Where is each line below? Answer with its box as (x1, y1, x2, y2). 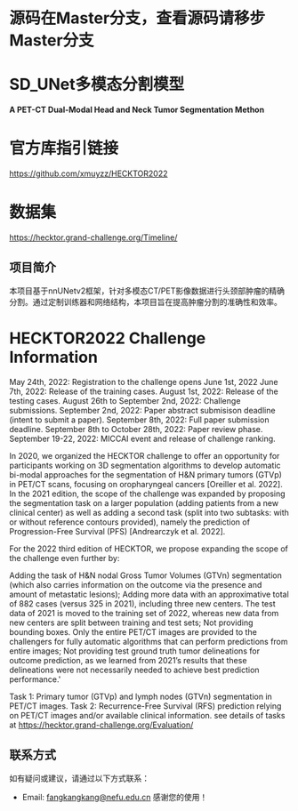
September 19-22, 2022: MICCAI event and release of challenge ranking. (9, 433, 276, 444)
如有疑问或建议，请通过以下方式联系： (9, 773, 149, 783)
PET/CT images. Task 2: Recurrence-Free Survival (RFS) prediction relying (9, 700, 282, 711)
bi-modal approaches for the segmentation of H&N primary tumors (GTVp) (9, 469, 283, 480)
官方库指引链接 (9, 139, 119, 158)
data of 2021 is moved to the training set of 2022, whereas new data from (9, 607, 279, 618)
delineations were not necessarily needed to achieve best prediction (9, 664, 260, 675)
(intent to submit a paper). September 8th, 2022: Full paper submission (9, 414, 270, 425)
